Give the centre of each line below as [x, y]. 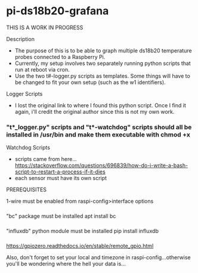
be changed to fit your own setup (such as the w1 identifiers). [90, 82]
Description [20, 39]
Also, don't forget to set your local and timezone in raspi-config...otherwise [98, 257]
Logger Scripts [24, 94]
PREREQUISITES [26, 190]
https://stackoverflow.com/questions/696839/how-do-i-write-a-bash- [101, 166]
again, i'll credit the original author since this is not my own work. [95, 111]
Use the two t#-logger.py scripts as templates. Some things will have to [103, 76]
